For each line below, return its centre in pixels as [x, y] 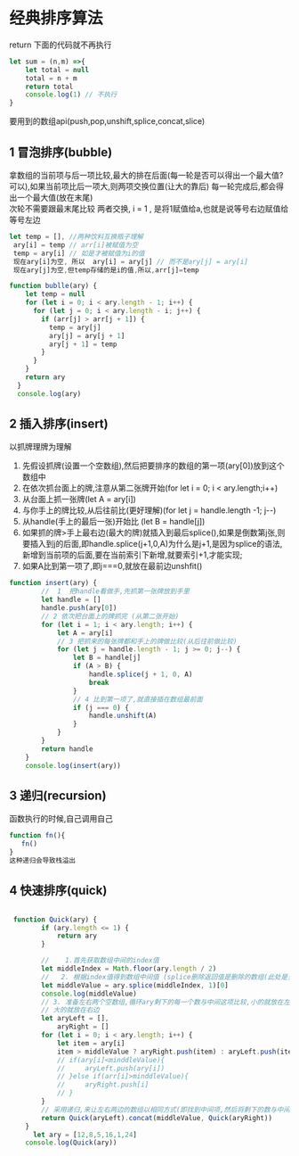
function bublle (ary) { [53, 286]
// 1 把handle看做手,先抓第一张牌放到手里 [115, 591]
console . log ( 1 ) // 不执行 [71, 95]
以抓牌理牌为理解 [40, 447]
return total [49, 87]
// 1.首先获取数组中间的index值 [101, 961]
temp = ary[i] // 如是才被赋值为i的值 [79, 253]
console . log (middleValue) [89, 994]
